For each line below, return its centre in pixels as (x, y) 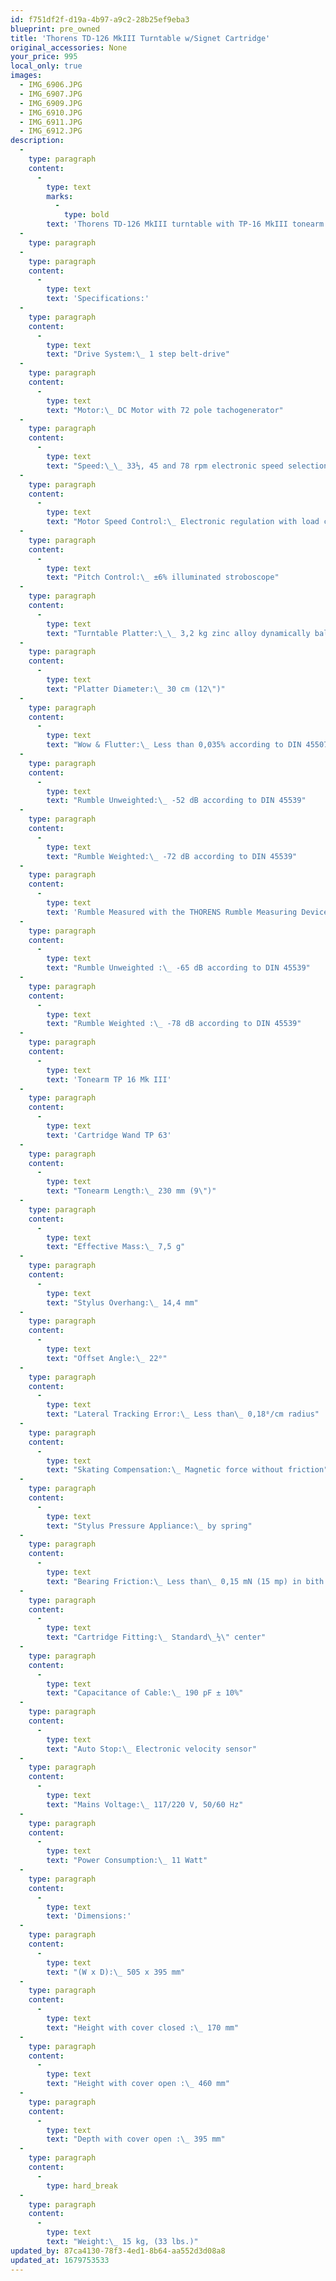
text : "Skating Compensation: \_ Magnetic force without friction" (187, 1470)
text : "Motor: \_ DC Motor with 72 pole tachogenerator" (165, 410)
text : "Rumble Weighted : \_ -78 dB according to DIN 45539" (174, 1024)
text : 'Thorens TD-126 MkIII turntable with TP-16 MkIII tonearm (185, 224)
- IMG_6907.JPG (51, 94)
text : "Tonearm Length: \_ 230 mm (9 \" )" (131, 1191)
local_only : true (46, 66)
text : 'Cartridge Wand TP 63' (109, 1135)
